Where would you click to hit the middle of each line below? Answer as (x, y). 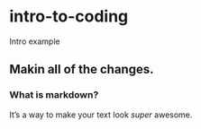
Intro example (35, 41)
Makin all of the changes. (82, 69)
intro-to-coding (69, 17)
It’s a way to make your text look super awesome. (101, 115)
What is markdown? (54, 95)
